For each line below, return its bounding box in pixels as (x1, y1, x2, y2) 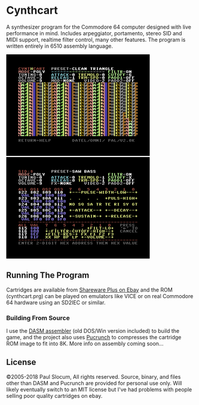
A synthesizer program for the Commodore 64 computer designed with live (6, 23, 191, 30)
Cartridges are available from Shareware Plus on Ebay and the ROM (6, 286, 173, 293)
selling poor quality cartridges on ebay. (6, 392, 103, 399)
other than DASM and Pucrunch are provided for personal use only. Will (6, 379, 182, 386)
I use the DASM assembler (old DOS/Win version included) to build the (6, 327, 180, 335)
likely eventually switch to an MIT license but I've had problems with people (6, 386, 192, 393)
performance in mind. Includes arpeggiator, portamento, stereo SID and (6, 29, 182, 36)
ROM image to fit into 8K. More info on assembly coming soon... (6, 340, 164, 347)
